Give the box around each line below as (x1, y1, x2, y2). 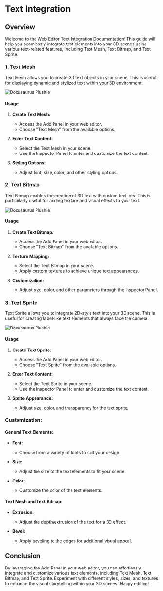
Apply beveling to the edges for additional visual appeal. (19, 538, 132, 544)
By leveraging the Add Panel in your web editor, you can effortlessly (5, 565, 141, 570)
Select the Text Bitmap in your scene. (19, 263, 94, 268)
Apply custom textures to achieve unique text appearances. (19, 268, 139, 274)
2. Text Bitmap (5, 181, 40, 188)
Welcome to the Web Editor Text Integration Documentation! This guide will (5, 36, 156, 42)
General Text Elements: (5, 429, 54, 435)
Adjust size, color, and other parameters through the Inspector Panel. (19, 287, 158, 293)
